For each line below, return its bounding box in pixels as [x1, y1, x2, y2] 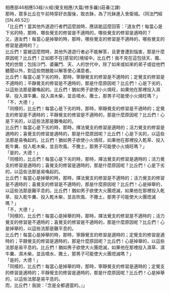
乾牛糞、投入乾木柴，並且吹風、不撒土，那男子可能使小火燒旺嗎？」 [5, 143, 147, 149]
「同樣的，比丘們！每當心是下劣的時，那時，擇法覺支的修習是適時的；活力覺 [5, 156, 165, 162]
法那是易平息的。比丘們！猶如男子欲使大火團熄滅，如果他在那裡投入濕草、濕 [5, 245, 165, 250]
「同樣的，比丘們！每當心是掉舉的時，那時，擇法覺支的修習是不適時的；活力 [5, 213, 165, 219]
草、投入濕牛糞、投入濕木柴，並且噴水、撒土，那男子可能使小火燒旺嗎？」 [5, 93, 160, 99]
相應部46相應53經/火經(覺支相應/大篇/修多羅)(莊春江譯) [5, 5, 121, 10]
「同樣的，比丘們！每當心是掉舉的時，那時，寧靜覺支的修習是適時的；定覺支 [5, 263, 165, 269]
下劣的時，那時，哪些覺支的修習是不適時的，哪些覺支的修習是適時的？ [5, 30, 152, 35]
